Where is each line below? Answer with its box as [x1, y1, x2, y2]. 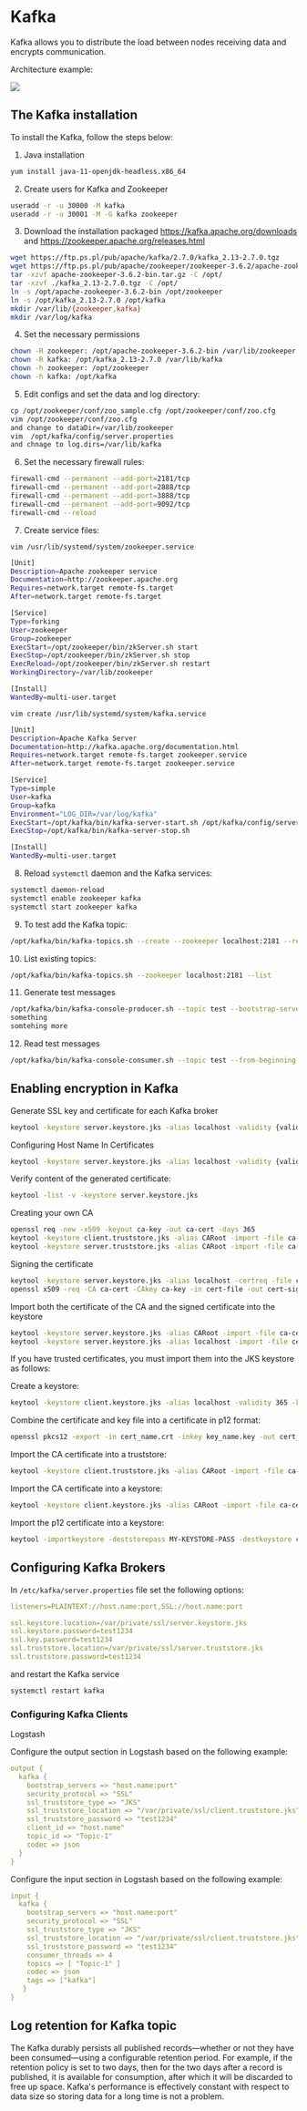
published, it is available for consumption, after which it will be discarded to [10, 2071, 293, 2082]
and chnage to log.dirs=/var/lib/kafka [10, 440, 162, 449]
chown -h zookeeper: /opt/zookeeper [10, 364, 149, 373]
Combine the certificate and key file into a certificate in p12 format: [10, 1415, 261, 1426]
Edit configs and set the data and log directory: [23, 388, 200, 399]
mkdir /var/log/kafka [10, 313, 93, 322]
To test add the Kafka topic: [23, 919, 128, 930]
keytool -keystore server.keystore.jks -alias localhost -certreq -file [10, 1276, 292, 1285]
